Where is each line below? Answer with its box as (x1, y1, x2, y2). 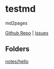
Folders (5, 44, 30, 54)
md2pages (5, 20, 28, 26)
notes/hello (5, 58, 29, 64)
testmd (5, 3, 36, 15)
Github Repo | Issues (5, 30, 49, 36)
